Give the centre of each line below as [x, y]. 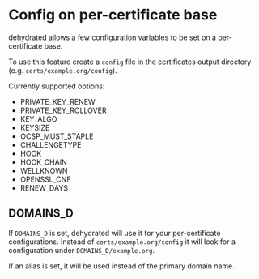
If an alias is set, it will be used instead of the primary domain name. [121, 266]
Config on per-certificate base [113, 15]
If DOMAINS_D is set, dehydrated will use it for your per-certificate [115, 233]
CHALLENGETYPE [51, 144]
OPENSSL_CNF [45, 179]
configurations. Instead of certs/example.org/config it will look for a [122, 242]
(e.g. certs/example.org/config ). [63, 70]
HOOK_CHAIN [43, 162]
